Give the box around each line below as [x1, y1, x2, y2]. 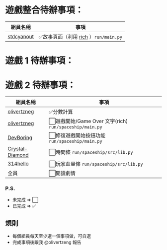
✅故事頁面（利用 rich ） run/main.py [38, 33, 123, 40]
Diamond [7, 152, 29, 159]
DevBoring [7, 134, 33, 141]
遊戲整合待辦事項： [5, 4, 84, 16]
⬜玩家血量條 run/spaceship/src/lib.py [49, 161, 143, 168]
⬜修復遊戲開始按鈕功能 [49, 132, 106, 139]
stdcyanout [7, 33, 34, 40]
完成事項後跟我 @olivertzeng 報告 [12, 239, 82, 246]
